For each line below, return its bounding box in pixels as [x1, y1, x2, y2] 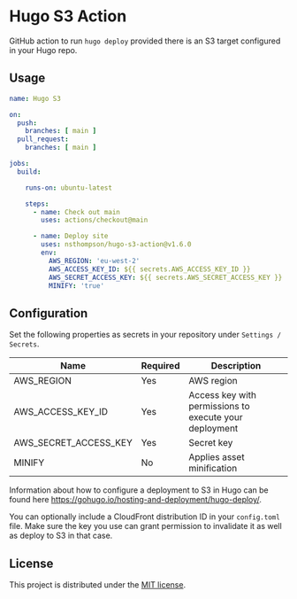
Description [210, 360, 262, 372]
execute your [188, 411, 243, 424]
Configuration [9, 306, 88, 321]
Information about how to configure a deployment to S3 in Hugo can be [9, 485, 270, 495]
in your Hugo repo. [9, 44, 78, 55]
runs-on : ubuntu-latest [25, 183, 113, 192]
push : [17, 118, 38, 128]
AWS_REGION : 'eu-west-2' [48, 256, 141, 265]
